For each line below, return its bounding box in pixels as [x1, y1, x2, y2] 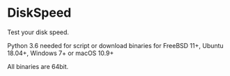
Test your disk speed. [7, 28, 70, 36]
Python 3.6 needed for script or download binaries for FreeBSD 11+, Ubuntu [7, 41, 224, 50]
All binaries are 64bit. [7, 62, 69, 70]
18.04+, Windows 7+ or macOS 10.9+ [7, 49, 114, 57]
